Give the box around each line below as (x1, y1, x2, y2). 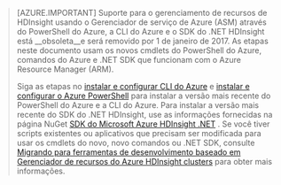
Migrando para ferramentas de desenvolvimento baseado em (16, 147, 241, 158)
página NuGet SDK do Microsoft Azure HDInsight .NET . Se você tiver (16, 119, 270, 129)
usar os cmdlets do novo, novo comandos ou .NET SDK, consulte (16, 137, 255, 148)
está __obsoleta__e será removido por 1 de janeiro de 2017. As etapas (16, 35, 269, 46)
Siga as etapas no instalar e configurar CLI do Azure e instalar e (16, 81, 250, 91)
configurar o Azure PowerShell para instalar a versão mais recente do (16, 90, 271, 101)
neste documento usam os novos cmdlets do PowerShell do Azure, (16, 45, 262, 56)
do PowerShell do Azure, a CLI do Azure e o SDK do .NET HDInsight (16, 27, 265, 36)
